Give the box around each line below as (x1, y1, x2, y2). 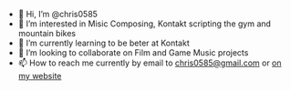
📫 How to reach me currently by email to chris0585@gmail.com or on (17, 57, 282, 68)
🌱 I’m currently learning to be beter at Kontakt (17, 37, 190, 48)
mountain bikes (17, 28, 76, 38)
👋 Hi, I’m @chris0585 (17, 9, 99, 19)
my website (17, 71, 62, 81)
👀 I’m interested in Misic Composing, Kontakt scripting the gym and (17, 18, 272, 29)
